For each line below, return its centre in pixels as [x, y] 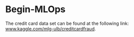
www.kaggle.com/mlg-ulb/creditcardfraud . [51, 28]
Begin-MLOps [35, 9]
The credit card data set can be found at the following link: [67, 23]
